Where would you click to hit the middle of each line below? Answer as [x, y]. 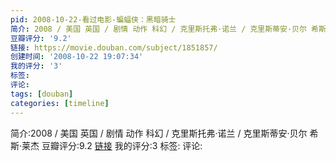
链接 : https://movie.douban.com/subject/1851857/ [114, 47]
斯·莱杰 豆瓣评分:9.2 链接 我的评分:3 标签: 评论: [106, 145]
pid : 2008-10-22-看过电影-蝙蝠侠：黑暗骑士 [93, 19]
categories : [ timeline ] [60, 103]
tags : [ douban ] [42, 94]
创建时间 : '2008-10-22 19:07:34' [77, 57]
